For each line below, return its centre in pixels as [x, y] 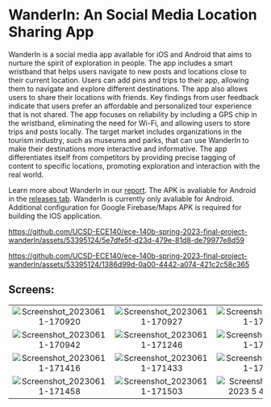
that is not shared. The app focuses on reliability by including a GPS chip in [133, 114]
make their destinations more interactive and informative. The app [118, 149]
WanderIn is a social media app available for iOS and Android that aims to [130, 54]
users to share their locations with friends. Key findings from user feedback [134, 97]
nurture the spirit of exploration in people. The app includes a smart [121, 63]
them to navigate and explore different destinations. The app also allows [128, 88]
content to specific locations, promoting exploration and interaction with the [134, 166]
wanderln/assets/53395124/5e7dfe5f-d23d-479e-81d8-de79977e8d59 [126, 240]
